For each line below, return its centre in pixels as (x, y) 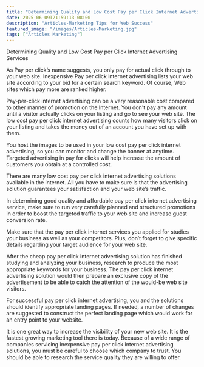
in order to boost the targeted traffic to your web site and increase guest (97, 214)
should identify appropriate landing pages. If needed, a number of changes (100, 307)
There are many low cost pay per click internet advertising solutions (91, 176)
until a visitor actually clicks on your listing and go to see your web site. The (101, 114)
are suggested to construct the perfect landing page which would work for (100, 314)
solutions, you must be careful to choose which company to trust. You (94, 351)
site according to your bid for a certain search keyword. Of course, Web (96, 83)
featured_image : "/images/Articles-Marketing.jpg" (72, 29)
